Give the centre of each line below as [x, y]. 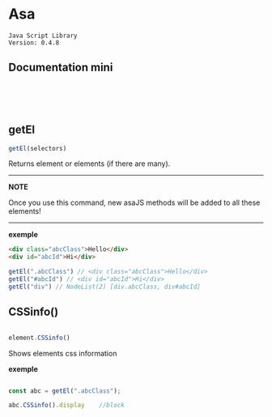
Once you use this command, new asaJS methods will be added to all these [134, 202]
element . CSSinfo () [39, 338]
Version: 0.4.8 [34, 43]
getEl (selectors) [38, 148]
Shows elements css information [63, 353]
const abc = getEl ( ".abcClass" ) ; [65, 391]
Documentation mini [61, 68]
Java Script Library [43, 36]
